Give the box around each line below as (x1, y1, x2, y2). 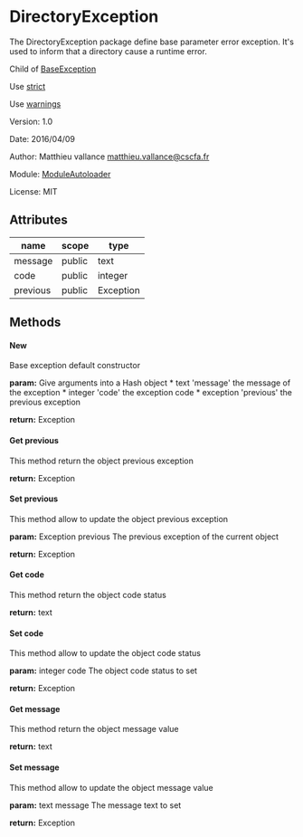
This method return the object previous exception (9, 455, 194, 466)
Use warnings (9, 98, 62, 109)
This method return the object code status (9, 589, 167, 600)
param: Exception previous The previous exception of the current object (9, 531, 279, 542)
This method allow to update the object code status (9, 648, 202, 659)
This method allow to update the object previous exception (9, 513, 229, 524)
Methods (9, 315, 62, 330)
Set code (9, 627, 43, 639)
